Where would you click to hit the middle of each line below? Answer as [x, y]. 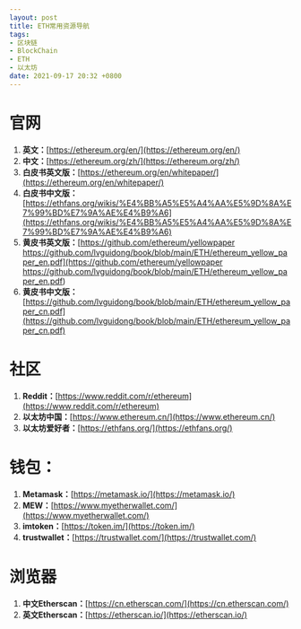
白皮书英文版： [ [51, 172]
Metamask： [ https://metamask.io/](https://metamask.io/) [129, 494]
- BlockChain [34, 51]
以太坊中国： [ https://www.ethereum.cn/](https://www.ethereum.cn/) [149, 416]
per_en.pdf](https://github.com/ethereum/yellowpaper [122, 262]
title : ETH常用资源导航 [49, 26]
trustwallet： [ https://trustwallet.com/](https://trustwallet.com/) [139, 537]
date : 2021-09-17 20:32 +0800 [66, 76]
